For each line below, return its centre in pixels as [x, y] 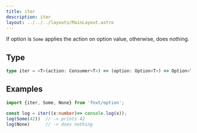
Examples [24, 89]
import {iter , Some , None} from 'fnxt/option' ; [65, 103]
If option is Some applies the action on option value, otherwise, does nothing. [98, 39]
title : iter [21, 11]
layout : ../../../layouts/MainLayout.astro [60, 22]
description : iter [28, 17]
